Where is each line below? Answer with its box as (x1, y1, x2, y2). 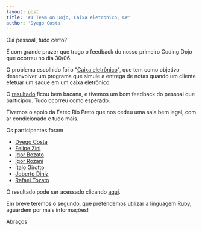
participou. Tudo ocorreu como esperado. (6, 97, 110, 104)
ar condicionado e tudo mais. (6, 115, 79, 122)
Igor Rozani (14, 158, 43, 165)
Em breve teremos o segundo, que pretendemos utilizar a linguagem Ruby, (6, 200, 192, 208)
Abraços (6, 218, 28, 226)
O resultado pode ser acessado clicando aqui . (6, 188, 121, 196)
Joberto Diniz (14, 170, 49, 177)
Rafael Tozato (14, 177, 49, 184)
